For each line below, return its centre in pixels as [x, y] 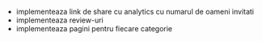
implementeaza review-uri [59, 20]
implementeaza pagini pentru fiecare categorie [94, 29]
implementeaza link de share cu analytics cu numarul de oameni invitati [135, 12]
